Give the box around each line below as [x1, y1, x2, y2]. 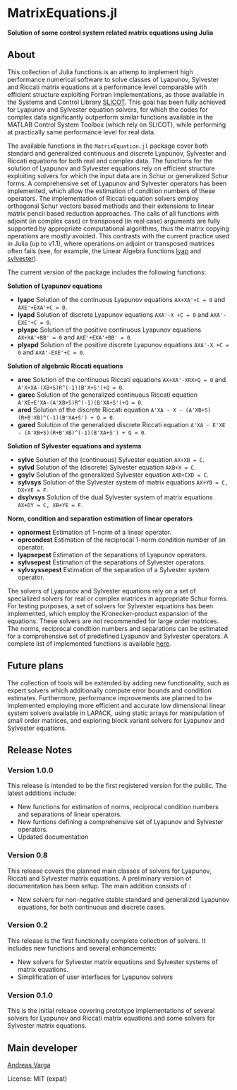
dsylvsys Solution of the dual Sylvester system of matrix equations [17, 493, 213, 501]
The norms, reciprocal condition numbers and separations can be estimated [7, 624, 229, 632]
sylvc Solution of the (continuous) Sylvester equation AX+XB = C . [17, 455, 205, 464]
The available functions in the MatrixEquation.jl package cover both [7, 141, 209, 150]
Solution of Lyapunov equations [7, 282, 103, 290]
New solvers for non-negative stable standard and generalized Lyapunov [17, 895, 230, 903]
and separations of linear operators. [17, 810, 122, 818]
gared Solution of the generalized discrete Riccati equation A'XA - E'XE [17, 420, 226, 429]
